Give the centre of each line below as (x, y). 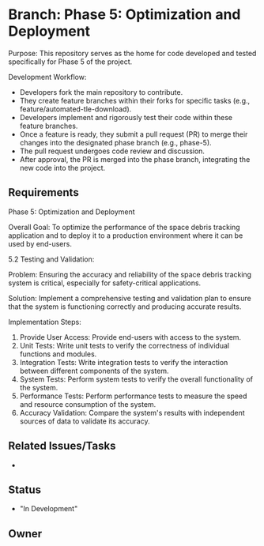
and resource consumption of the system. (88, 404)
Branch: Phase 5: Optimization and (124, 15)
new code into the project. (62, 168)
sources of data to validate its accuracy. (85, 421)
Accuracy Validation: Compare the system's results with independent (132, 412)
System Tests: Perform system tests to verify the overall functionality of (136, 379)
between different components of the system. (94, 371)
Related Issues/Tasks (62, 446)
